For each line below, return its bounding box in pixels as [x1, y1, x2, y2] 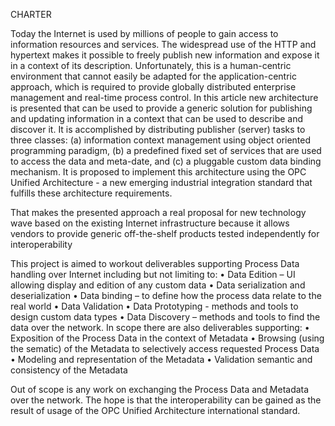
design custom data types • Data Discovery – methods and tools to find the [10, 311, 321, 323]
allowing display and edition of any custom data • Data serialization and [10, 279, 306, 291]
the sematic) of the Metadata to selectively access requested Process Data [10, 343, 320, 354]
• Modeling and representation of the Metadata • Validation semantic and [10, 354, 313, 365]
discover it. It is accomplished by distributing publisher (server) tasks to [10, 124, 306, 135]
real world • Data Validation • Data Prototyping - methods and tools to [10, 300, 299, 312]
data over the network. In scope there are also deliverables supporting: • [10, 322, 310, 333]
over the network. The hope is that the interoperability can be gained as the [10, 394, 322, 406]
